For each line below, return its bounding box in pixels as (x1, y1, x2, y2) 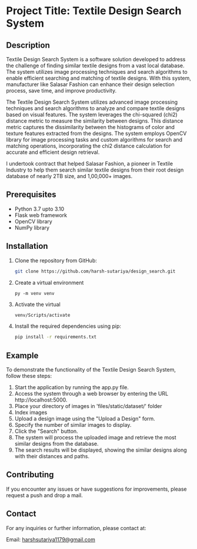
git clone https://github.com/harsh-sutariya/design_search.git (14, 268, 176, 274)
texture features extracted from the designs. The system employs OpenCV (6, 130, 187, 137)
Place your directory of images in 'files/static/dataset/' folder (14, 403, 163, 410)
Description (6, 40, 50, 50)
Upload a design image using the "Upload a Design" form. (14, 415, 156, 422)
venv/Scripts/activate (14, 312, 71, 318)
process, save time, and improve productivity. (6, 87, 116, 94)
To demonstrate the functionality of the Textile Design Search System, (6, 366, 176, 373)
